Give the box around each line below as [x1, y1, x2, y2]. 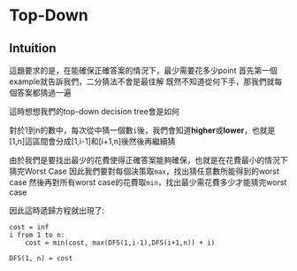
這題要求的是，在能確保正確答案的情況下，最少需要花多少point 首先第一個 [9, 66, 278, 75]
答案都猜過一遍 [16, 88, 72, 97]
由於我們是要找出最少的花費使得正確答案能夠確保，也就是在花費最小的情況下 [9, 155, 288, 165]
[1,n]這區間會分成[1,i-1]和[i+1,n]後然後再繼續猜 [9, 136, 176, 146]
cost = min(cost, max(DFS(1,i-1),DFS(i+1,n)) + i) [25, 238, 216, 247]
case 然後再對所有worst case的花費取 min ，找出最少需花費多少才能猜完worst [9, 177, 287, 187]
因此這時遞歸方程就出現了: [9, 205, 105, 215]
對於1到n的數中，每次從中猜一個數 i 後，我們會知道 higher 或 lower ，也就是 [9, 125, 276, 135]
